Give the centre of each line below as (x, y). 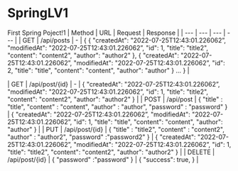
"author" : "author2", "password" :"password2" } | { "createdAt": (102, 137)
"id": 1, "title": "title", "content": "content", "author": (148, 121)
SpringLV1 (38, 13)
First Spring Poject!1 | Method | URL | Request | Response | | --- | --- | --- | (117, 33)
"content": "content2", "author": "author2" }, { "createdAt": (93, 55)
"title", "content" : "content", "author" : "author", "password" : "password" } (118, 106)
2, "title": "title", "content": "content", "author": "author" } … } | (98, 70)
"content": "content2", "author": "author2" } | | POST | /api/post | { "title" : (115, 99)
